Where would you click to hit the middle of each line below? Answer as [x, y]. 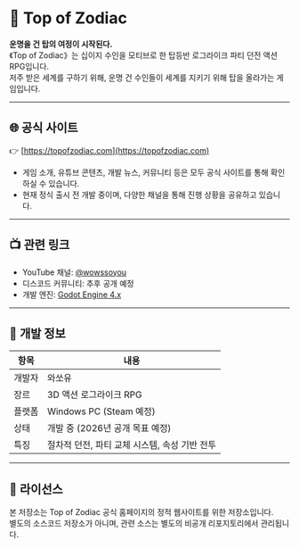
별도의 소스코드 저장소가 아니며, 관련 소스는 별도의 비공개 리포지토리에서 [134, 523]
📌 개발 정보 [38, 333]
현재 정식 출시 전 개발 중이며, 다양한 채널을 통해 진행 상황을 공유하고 [139, 195]
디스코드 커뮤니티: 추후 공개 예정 [78, 283]
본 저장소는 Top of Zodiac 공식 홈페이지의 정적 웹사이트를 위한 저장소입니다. [141, 512]
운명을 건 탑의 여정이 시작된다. [61, 44]
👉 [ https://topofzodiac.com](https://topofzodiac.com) [109, 150]
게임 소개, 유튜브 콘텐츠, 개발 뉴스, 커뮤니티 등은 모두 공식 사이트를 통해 [145, 172]
